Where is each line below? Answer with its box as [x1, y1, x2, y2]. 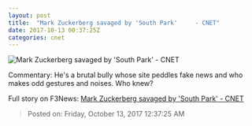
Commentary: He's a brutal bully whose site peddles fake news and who [8, 70, 243, 80]
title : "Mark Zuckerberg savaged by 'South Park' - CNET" [8, 19, 220, 27]
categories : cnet [8, 33, 65, 42]
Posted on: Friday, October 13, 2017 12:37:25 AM [27, 109, 185, 119]
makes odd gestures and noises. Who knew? [8, 79, 154, 88]
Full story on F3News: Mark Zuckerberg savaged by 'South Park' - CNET [8, 94, 244, 103]
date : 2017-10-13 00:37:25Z [8, 26, 101, 34]
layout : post [8, 11, 51, 20]
